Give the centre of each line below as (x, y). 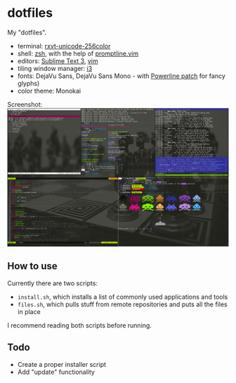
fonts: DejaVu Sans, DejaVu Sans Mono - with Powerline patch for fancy (122, 76)
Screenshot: (25, 104)
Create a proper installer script (62, 364)
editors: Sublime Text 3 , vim (58, 60)
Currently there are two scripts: (53, 283)
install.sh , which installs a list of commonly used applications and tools (123, 297)
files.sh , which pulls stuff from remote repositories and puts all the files (122, 304)
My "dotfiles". (27, 32)
